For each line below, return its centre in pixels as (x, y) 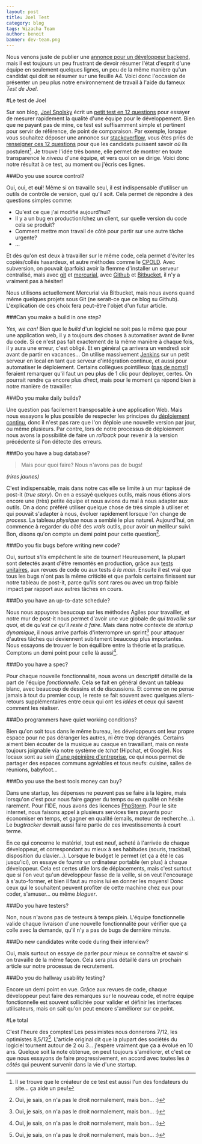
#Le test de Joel (26, 100)
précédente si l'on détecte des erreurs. (54, 441)
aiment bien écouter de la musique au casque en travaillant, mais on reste (98, 744)
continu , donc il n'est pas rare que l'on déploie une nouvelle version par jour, (101, 422)
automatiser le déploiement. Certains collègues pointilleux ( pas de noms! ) (97, 367)
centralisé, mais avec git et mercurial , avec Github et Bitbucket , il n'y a (93, 275)
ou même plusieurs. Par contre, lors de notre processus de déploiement (95, 429)
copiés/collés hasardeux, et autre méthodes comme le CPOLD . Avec (91, 262)
